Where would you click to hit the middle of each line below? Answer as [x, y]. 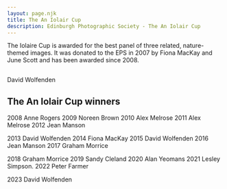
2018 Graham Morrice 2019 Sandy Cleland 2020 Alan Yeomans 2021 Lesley [114, 159]
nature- [193, 46]
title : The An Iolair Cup [44, 20]
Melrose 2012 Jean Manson [46, 125]
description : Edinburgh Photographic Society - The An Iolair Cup [104, 26]
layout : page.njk [32, 13]
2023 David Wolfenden [40, 179]
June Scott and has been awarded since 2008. [73, 60]
